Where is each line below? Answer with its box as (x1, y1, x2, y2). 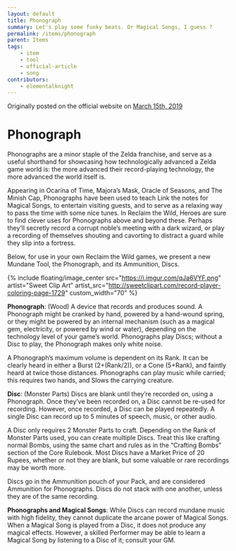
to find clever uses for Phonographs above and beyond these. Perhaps (7, 216, 213, 225)
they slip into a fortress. (7, 239, 76, 247)
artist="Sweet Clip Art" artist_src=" (7, 281, 109, 290)
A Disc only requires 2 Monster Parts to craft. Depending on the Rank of (7, 426, 216, 434)
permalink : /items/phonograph (7, 30, 97, 37)
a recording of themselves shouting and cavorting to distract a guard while (7, 231, 224, 240)
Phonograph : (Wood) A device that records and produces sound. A (7, 302, 203, 311)
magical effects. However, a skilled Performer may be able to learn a (7, 528, 206, 537)
